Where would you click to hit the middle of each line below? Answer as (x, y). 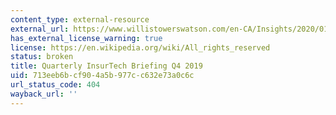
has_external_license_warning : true (86, 38)
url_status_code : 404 (55, 85)
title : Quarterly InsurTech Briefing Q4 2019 (106, 66)
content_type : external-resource (80, 19)
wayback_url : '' (44, 94)
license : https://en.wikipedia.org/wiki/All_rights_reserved (140, 47)
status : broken (42, 57)
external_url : (40, 29)
